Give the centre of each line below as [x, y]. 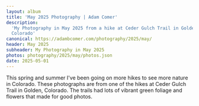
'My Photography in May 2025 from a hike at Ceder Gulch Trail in [95, 28]
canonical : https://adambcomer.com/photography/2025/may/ [79, 39]
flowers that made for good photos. [49, 96]
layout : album [24, 11]
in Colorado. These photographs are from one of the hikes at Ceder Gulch [96, 84]
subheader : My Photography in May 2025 [55, 50]
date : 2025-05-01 [28, 61]
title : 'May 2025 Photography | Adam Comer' [62, 17]
